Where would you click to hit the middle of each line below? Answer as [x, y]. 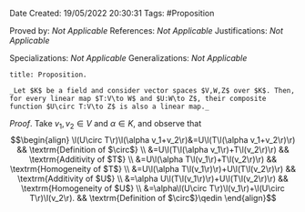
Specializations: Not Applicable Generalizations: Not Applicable [128, 58]
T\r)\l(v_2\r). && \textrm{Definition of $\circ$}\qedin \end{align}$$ [153, 197]
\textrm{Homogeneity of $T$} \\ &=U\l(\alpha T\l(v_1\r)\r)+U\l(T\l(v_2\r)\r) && [153, 168]
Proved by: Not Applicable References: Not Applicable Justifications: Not [147, 30]
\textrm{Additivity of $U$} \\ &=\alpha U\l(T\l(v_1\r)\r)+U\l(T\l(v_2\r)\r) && [153, 178]
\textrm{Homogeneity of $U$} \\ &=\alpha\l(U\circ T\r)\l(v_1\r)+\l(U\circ [153, 188]
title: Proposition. [49, 75]
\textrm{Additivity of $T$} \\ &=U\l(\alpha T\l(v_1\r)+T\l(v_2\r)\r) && [153, 159]
